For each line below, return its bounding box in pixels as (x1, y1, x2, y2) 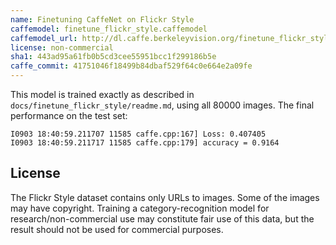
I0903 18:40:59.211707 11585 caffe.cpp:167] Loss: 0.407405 (10, 129, 267, 139)
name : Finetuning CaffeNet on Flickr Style (10, 14, 195, 25)
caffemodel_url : (10, 33, 78, 43)
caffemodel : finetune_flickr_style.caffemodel (10, 24, 208, 34)
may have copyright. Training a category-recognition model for (10, 202, 270, 214)
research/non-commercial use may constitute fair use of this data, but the (10, 212, 315, 225)
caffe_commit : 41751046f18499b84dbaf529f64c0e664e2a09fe (10, 61, 253, 71)
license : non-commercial (10, 42, 114, 53)
